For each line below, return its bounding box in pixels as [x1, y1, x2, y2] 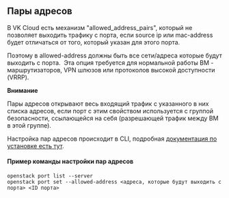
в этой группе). [7, 121, 51, 129]
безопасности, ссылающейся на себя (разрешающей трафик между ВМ [7, 114, 219, 122]
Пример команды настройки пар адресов [7, 157, 134, 166]
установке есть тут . [7, 141, 65, 150]
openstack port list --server [7, 173, 94, 180]
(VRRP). [7, 73, 29, 81]
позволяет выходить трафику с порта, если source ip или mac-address [7, 31, 213, 39]
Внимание [7, 86, 38, 94]
